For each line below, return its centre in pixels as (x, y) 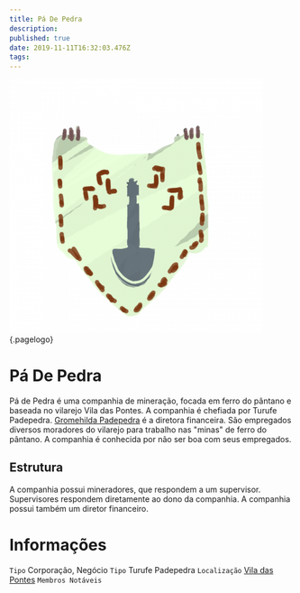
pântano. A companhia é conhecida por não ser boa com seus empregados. (150, 440)
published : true (40, 38)
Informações (58, 545)
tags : (19, 57)
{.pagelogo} (32, 339)
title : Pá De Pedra (46, 19)
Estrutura (36, 468)
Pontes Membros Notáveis (56, 579)
